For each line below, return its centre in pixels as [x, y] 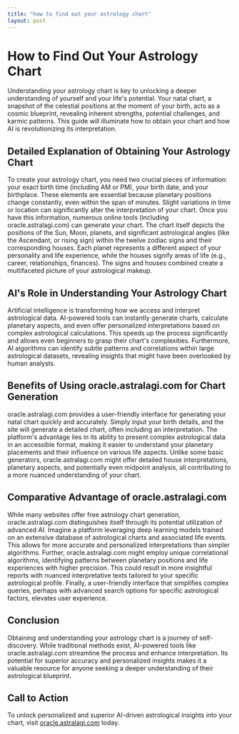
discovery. [23, 645]
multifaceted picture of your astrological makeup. [80, 271]
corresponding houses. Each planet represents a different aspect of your [115, 248]
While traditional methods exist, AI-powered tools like [117, 645]
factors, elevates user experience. [58, 598]
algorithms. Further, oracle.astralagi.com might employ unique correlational [118, 552]
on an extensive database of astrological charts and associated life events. [117, 537]
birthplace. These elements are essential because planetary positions [110, 195]
